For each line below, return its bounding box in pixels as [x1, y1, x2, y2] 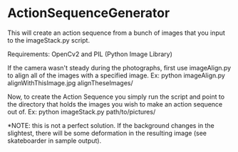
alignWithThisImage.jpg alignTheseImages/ [7, 78, 133, 87]
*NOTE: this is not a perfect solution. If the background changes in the [7, 121, 215, 129]
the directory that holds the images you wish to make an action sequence [7, 99, 223, 108]
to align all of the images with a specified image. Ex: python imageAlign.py [7, 71, 226, 80]
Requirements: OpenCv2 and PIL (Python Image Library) [7, 50, 173, 58]
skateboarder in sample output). [7, 136, 102, 145]
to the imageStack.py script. [7, 36, 90, 44]
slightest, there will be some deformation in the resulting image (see [7, 129, 207, 137]
